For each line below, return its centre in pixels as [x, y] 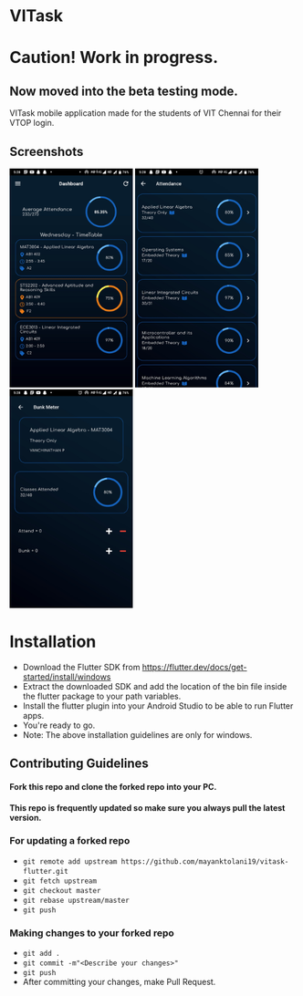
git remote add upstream [70, 861]
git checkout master [62, 890]
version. [26, 817]
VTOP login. [32, 123]
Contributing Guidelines [79, 764]
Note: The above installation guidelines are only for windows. [137, 734]
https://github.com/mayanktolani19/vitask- [205, 861]
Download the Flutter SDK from [81, 667]
